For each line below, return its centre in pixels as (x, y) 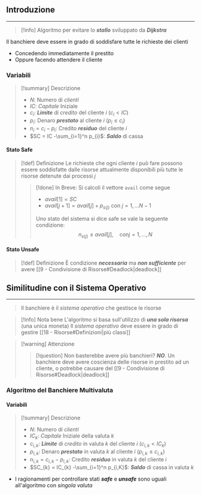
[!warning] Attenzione (48, 344)
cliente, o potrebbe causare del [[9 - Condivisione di (100, 368)
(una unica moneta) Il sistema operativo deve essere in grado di (99, 326)
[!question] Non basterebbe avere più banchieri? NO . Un (105, 356)
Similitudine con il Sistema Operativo (76, 288)
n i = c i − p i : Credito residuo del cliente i (78, 129)
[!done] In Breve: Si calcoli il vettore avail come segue (103, 187)
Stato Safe (19, 150)
